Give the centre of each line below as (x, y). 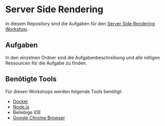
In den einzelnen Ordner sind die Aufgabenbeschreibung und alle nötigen (83, 57)
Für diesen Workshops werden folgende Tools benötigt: (64, 91)
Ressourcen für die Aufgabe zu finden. (46, 63)
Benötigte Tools (31, 79)
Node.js (21, 107)
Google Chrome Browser (39, 118)
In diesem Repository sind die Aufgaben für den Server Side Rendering (80, 24)
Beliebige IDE (27, 112)
